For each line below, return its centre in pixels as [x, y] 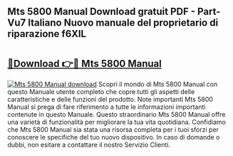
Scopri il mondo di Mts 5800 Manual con [158, 84]
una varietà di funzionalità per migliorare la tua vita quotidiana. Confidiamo [117, 122]
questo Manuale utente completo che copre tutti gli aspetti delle [101, 92]
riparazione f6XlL [47, 34]
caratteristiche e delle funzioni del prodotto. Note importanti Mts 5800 [110, 99]
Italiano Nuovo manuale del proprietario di [123, 23]
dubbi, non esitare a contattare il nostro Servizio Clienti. [89, 145]
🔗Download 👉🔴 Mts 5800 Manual [84, 63]
